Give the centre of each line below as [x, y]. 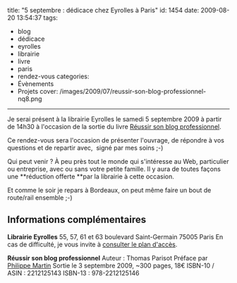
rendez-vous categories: [53, 76]
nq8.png [30, 99]
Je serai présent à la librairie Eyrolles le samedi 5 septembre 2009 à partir [115, 119]
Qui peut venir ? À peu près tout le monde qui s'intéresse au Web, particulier [118, 161]
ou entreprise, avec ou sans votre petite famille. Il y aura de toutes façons [114, 169]
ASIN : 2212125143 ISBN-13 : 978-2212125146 [73, 273]
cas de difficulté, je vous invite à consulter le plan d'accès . [92, 244]
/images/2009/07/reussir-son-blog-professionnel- [133, 91]
